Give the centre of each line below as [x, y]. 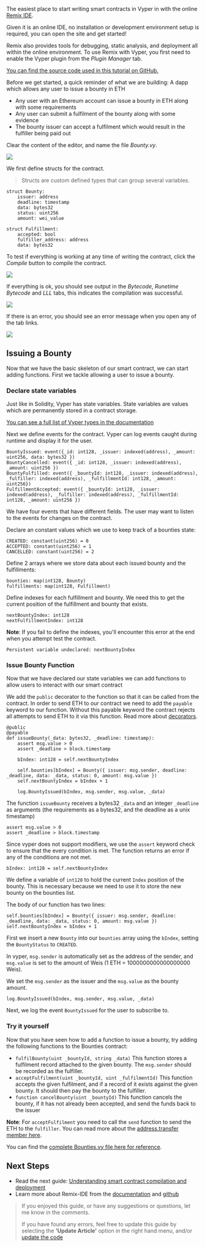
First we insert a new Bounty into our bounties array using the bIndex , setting [102, 938]
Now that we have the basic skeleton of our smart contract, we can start [97, 368]
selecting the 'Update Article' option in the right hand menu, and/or [107, 1230]
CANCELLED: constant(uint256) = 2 [50, 552]
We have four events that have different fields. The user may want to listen [100, 511]
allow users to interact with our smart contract [65, 685]
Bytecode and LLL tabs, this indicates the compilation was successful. [95, 293]
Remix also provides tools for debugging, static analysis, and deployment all [102, 46]
